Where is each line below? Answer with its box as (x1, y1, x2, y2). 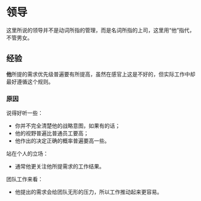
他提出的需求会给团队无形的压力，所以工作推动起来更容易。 (14, 188, 163, 196)
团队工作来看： (6, 176, 43, 183)
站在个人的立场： (6, 150, 49, 157)
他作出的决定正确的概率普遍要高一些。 (14, 137, 110, 144)
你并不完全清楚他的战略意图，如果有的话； (14, 122, 121, 129)
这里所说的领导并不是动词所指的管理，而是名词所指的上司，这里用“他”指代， (6, 26, 195, 34)
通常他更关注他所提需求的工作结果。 (14, 163, 105, 170)
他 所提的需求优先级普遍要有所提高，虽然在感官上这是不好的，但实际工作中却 (6, 70, 196, 78)
